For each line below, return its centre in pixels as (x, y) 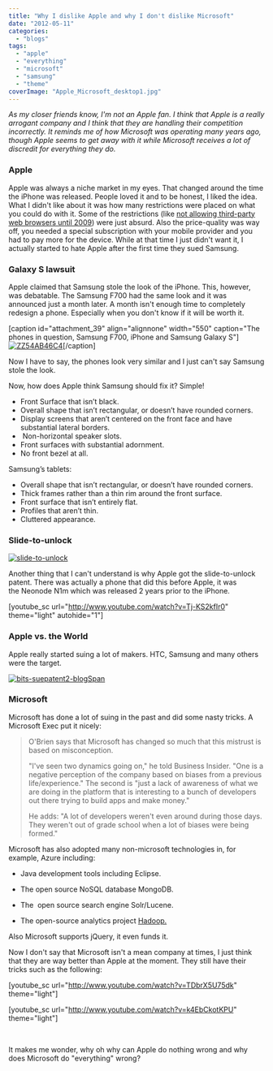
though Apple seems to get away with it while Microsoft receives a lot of (130, 140)
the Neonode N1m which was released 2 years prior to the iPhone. (119, 591)
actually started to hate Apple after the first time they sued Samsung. (124, 248)
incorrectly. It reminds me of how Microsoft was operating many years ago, (135, 132)
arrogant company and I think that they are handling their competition (126, 123)
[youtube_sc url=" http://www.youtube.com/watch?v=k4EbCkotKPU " (123, 1009)
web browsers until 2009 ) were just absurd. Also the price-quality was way (134, 222)
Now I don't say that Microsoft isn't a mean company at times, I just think (130, 952)
